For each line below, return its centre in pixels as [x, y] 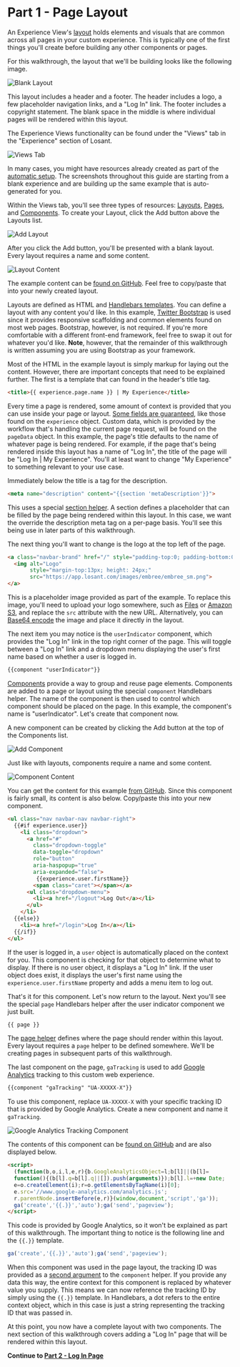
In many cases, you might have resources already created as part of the [113, 168]
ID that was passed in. [40, 1313]
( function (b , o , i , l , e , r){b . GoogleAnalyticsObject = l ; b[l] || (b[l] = [111, 1172]
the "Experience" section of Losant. [60, 141]
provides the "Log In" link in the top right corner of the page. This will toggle [120, 642]
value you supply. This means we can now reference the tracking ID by [112, 1290]
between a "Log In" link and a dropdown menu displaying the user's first [114, 649]
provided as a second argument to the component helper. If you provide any [117, 1275]
